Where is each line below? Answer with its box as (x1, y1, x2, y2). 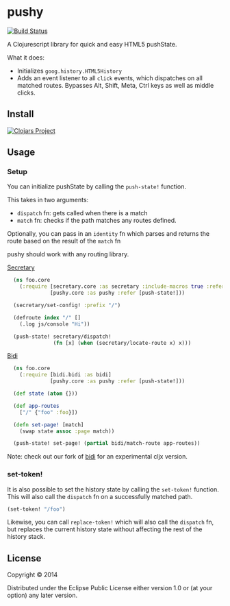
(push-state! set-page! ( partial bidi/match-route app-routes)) (13, 440, 201, 447)
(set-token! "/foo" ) (7, 505, 66, 513)
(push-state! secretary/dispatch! (13, 333, 112, 340)
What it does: (7, 53, 44, 62)
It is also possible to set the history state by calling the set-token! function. (7, 485, 219, 494)
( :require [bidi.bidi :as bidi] (19, 372, 112, 378)
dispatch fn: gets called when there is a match (16, 209, 149, 217)
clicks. (16, 88, 36, 97)
